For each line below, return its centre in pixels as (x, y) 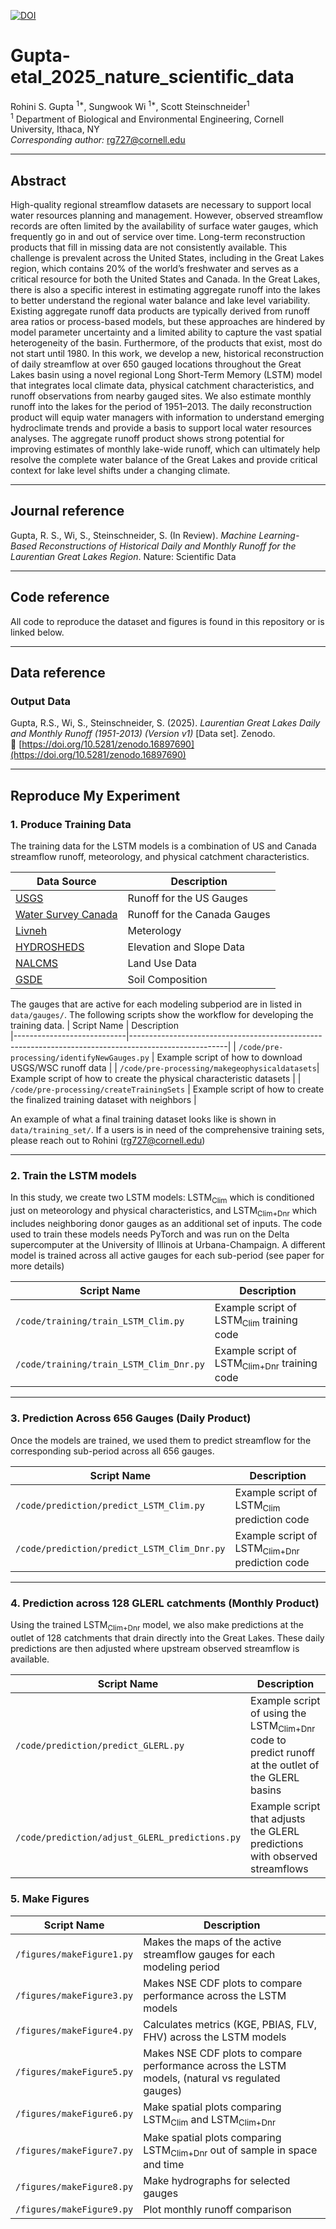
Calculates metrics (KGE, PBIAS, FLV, (230, 2024)
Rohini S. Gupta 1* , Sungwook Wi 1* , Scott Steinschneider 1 (130, 105)
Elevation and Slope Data (186, 947)
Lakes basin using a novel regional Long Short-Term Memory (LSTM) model (166, 375)
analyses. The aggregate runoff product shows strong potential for (147, 439)
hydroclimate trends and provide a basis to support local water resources (161, 428)
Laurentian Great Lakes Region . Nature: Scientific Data (123, 556)
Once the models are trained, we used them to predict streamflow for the (161, 1440)
